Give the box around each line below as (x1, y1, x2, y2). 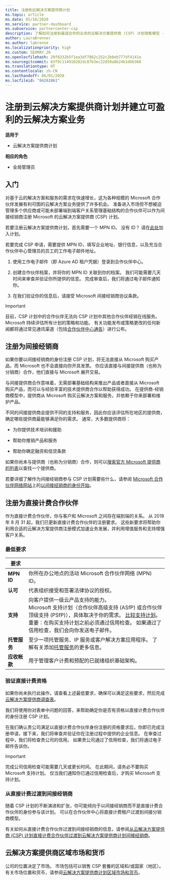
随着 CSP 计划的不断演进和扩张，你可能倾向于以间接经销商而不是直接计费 (5, 803, 159, 809)
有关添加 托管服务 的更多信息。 (33, 644, 105, 651)
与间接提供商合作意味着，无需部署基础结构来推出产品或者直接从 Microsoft (5, 380, 159, 386)
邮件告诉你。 (5, 743, 32, 749)
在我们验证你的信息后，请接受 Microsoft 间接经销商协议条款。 (12, 292, 142, 299)
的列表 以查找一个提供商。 (5, 465, 59, 471)
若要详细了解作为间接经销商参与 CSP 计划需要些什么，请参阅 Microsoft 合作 (5, 476, 163, 482)
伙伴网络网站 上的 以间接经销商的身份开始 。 (5, 482, 94, 488)
